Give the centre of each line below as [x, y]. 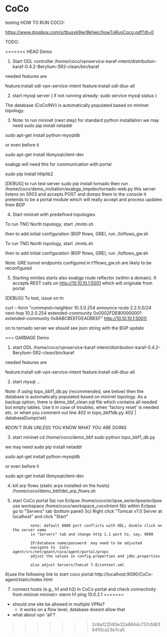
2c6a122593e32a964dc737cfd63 [126, 624]
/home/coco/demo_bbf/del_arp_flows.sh [54, 491]
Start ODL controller [33, 61]
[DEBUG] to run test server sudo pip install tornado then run [67, 183]
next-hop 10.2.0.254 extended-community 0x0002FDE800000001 [74, 313]
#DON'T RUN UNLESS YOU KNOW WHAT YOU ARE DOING [66, 427]
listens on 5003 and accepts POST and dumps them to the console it [76, 194]
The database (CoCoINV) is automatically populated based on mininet [77, 105]
